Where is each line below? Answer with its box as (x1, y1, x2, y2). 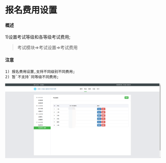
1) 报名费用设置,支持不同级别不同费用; (5, 69, 76, 74)
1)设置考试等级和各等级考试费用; (5, 34, 71, 40)
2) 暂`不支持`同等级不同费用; (5, 74, 59, 79)
